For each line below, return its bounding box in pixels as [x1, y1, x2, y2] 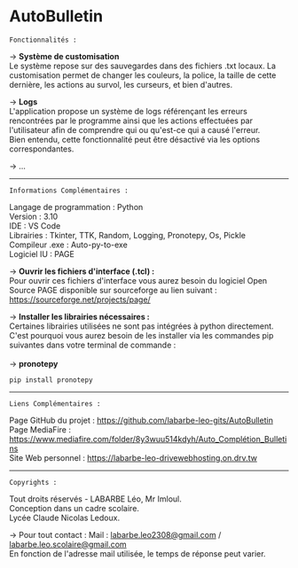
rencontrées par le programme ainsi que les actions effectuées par [9, 115, 253, 126]
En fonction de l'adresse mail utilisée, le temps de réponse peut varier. [9, 548, 266, 559]
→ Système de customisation [9, 51, 120, 61]
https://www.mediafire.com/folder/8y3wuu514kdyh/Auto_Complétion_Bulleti [9, 433, 287, 444]
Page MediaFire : [9, 424, 71, 435]
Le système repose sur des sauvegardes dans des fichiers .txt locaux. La [9, 60, 277, 71]
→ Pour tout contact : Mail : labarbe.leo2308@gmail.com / [9, 529, 222, 540]
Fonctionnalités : [9, 35, 77, 44]
